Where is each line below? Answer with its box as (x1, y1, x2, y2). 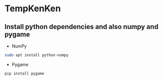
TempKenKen (4, 3, 61, 14)
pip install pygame (4, 71, 45, 76)
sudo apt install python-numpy (4, 53, 69, 57)
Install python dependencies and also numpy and (4, 23, 159, 31)
